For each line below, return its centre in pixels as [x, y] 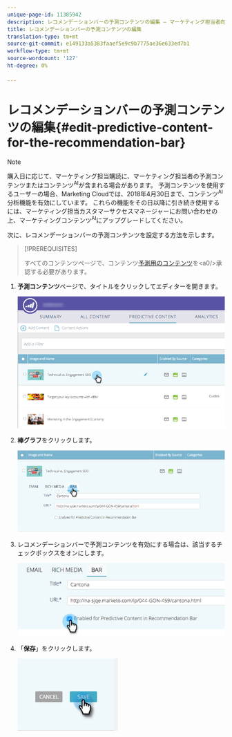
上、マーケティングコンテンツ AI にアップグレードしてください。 [97, 219]
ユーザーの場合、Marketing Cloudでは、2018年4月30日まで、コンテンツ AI [118, 193]
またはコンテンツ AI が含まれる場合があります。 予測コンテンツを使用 [122, 185]
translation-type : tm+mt [43, 37]
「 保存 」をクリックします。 [56, 649]
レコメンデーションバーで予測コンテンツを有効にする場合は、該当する [117, 544]
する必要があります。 [60, 271]
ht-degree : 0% [28, 66]
